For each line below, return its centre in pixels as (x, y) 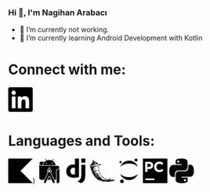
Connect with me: (67, 70)
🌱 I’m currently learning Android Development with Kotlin (111, 38)
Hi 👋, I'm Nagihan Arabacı (58, 13)
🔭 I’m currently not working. (64, 30)
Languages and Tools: (81, 141)
